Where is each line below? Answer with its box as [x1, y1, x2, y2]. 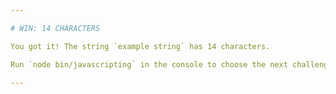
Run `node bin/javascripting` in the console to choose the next [10, 59, 288, 70]
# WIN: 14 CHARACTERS [10, 23, 101, 33]
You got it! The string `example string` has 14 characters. [10, 41, 271, 51]
